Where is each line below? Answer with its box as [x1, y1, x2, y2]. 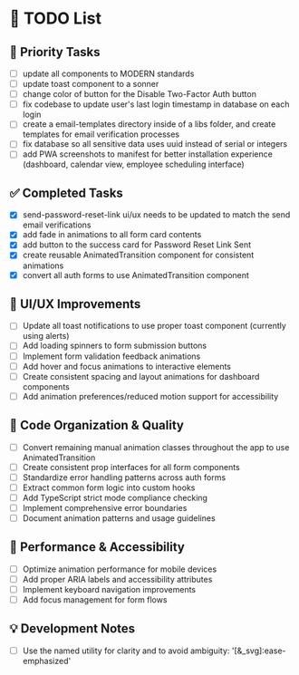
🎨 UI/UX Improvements [9, 296, 141, 312]
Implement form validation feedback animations [22, 351, 201, 362]
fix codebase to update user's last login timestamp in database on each [22, 99, 290, 110]
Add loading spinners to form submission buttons [22, 340, 207, 352]
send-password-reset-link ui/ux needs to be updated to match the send [22, 209, 291, 220]
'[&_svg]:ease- [231, 645, 287, 656]
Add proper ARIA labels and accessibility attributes [22, 574, 213, 584]
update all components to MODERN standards [22, 68, 195, 79]
